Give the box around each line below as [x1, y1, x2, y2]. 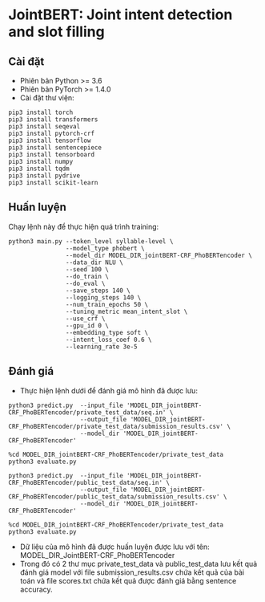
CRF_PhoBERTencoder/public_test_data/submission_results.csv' [8, 492, 220, 501]
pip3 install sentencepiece [8, 144, 102, 152]
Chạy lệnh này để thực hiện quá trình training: [8, 222, 159, 231]
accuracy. [19, 584, 54, 594]
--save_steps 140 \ [65, 287, 130, 295]
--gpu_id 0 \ [65, 321, 110, 330]
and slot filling [8, 22, 106, 41]
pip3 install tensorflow [8, 136, 91, 144]
